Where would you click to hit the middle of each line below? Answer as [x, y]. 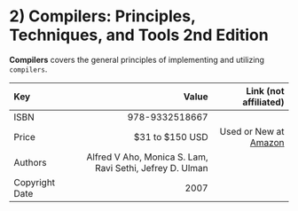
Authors [30, 162]
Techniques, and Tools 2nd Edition [139, 35]
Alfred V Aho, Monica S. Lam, [147, 157]
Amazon [267, 142]
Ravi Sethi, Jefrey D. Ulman [151, 168]
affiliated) [263, 102]
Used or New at [252, 131]
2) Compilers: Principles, [102, 16]
